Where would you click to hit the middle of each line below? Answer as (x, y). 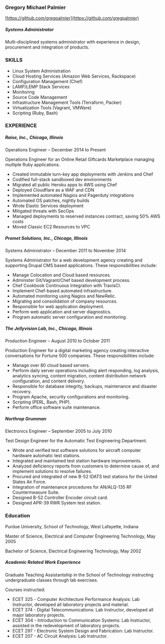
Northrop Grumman (26, 418)
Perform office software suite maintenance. (57, 408)
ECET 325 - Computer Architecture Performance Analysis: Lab (76, 599)
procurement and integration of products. (47, 47)
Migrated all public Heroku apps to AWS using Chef (64, 185)
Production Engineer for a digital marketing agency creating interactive (77, 351)
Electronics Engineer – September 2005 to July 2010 (59, 431)
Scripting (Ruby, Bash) (35, 113)
